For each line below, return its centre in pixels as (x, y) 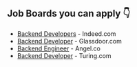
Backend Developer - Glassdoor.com (69, 41)
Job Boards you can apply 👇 (69, 13)
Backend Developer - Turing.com (64, 55)
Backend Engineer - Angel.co (59, 48)
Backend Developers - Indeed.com (66, 33)
